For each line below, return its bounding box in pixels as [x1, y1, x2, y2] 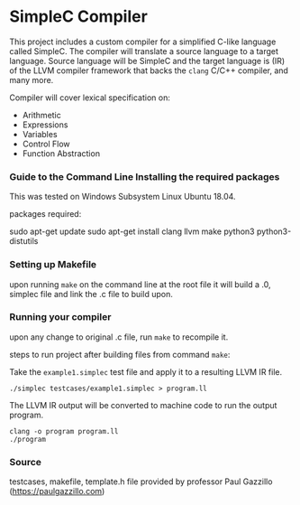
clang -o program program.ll [9, 426, 119, 435]
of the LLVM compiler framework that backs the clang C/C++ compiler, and [9, 65, 288, 76]
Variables [22, 128, 58, 139]
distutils [9, 236, 39, 247]
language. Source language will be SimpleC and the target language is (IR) [9, 55, 286, 66]
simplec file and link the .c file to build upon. [9, 288, 173, 299]
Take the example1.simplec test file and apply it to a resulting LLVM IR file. [9, 366, 282, 377]
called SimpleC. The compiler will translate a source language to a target [9, 45, 279, 56]
